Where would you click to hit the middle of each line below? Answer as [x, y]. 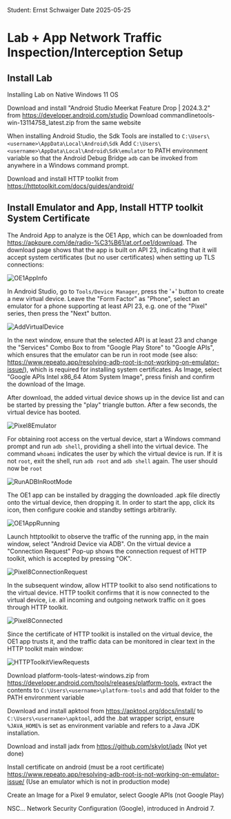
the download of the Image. [46, 384]
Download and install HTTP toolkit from [63, 179]
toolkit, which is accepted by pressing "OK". [70, 558]
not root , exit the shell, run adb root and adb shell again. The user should [112, 461]
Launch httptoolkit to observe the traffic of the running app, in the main [108, 536]
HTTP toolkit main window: [46, 648]
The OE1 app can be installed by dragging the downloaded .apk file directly [114, 495]
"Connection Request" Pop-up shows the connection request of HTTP [107, 551]
